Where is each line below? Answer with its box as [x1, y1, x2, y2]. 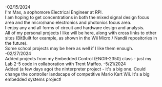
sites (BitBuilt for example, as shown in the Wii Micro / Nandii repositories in [5, 35, 157, 41]
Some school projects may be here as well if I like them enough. [5, 46, 133, 51]
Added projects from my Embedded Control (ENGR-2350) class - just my [5, 56, 152, 61]
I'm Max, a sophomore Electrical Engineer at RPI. [5, 9, 103, 15]
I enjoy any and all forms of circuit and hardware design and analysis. [5, 25, 145, 31]
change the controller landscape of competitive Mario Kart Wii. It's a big [5, 71, 150, 77]
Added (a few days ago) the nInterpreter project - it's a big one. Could [5, 66, 146, 72]
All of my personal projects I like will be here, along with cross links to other [5, 30, 157, 35]
